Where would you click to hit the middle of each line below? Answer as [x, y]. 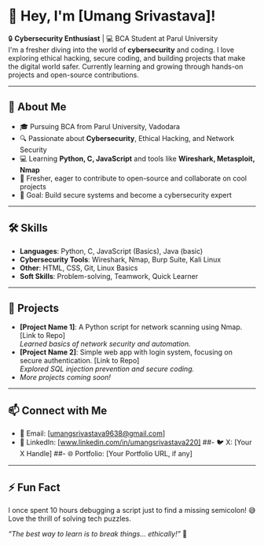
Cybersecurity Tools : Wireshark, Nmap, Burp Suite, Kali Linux [120, 259]
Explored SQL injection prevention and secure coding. [107, 369]
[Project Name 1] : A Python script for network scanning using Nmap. [131, 327]
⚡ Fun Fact [34, 487]
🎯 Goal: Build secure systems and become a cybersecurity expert [125, 195]
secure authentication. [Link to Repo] [79, 361]
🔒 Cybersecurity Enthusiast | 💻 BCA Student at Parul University [113, 38]
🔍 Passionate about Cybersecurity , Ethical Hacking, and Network [127, 138]
